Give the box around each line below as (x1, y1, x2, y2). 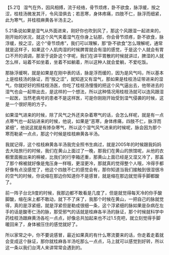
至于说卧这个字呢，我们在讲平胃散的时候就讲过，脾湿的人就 (40, 53, 164, 59)
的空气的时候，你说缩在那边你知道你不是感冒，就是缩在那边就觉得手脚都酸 (5, 173, 159, 179)
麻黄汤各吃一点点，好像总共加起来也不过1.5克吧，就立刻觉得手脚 (27, 215, 161, 221)
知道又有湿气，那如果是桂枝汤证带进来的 (75, 76, 159, 82)
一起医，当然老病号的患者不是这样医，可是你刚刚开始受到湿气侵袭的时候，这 (5, 95, 164, 101)
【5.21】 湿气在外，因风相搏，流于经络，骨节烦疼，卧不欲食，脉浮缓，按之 (5, 5, 160, 10)
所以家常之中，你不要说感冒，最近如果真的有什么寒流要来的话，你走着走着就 (5, 232, 164, 238)
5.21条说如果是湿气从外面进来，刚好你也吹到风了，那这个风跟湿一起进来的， (5, 28, 163, 34)
